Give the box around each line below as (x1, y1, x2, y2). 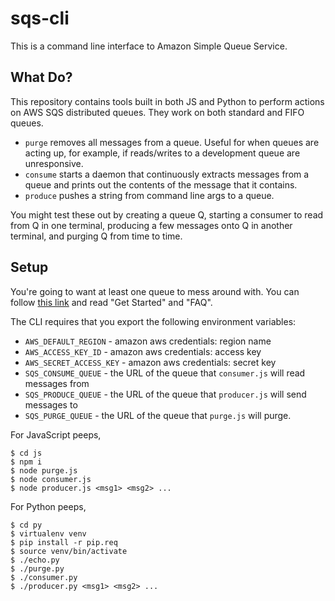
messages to (24, 398, 78, 411)
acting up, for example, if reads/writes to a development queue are (24, 147, 301, 159)
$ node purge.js (10, 465, 78, 476)
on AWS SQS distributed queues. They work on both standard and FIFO (10, 106, 305, 118)
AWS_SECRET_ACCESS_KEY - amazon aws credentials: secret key (24, 356, 277, 368)
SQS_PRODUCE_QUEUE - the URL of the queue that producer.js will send (24, 388, 307, 400)
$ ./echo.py (10, 555, 60, 565)
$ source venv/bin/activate (10, 546, 128, 556)
